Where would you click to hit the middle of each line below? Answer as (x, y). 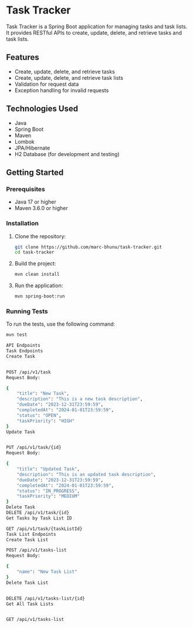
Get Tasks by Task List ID (39, 518)
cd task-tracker (34, 252)
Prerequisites (26, 189)
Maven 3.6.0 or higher (41, 208)
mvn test (17, 335)
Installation (23, 224)
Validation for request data (47, 84)
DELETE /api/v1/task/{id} (38, 513)
